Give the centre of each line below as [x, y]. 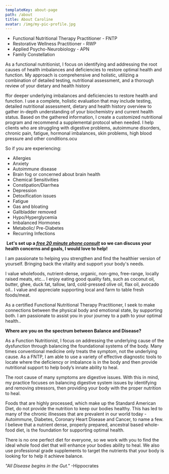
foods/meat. [18, 295]
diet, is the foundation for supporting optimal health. [70, 430]
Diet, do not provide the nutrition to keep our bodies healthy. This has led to [84, 409]
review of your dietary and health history [48, 86]
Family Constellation [34, 55]
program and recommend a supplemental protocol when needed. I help [79, 122]
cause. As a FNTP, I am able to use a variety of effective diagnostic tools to [83, 357]
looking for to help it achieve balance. [44, 456]
